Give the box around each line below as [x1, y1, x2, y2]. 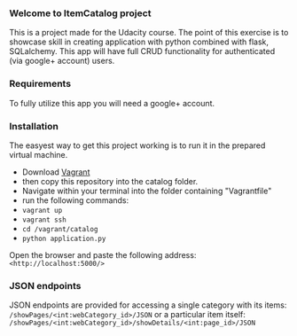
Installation [9, 120, 59, 132]
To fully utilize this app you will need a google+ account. [9, 98, 215, 108]
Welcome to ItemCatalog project [9, 7, 152, 20]
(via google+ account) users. [9, 56, 115, 66]
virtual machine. [9, 149, 68, 160]
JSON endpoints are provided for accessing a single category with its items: [9, 300, 287, 310]
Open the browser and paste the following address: [9, 249, 197, 260]
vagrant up [21, 206, 63, 215]
